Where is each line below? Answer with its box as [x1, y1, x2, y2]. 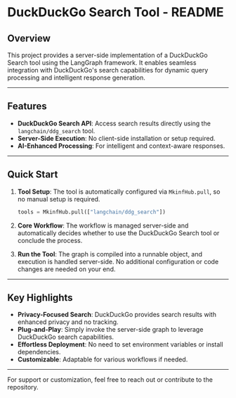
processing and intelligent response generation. [7, 73, 146, 82]
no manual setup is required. [17, 194, 100, 203]
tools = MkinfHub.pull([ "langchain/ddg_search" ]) [17, 209, 166, 216]
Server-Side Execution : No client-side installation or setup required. [17, 134, 216, 142]
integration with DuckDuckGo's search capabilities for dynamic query [7, 66, 209, 74]
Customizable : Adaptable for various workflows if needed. [17, 355, 188, 363]
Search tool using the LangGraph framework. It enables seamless [7, 58, 197, 67]
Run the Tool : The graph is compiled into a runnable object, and [17, 249, 202, 258]
